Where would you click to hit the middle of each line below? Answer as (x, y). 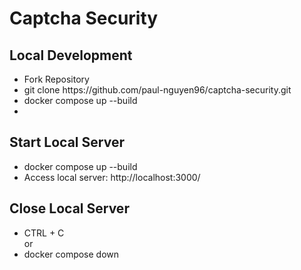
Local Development (71, 55)
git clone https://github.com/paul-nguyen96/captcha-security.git (157, 90)
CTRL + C (44, 233)
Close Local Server (69, 208)
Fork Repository (56, 79)
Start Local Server (67, 142)
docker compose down (71, 254)
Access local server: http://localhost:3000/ (112, 177)
